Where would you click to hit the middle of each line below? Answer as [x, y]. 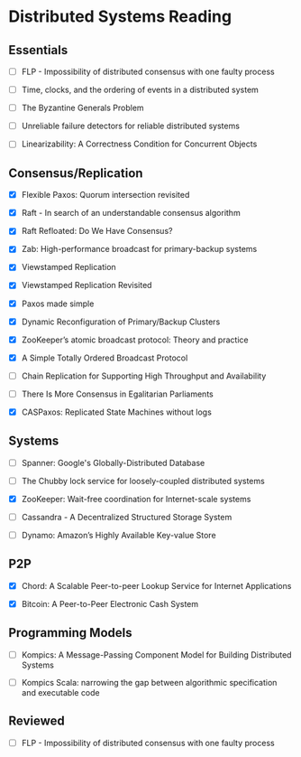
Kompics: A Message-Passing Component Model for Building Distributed [156, 654]
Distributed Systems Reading [120, 17]
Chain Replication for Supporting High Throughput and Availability [144, 376]
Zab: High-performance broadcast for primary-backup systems [139, 249]
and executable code [60, 692]
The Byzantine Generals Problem [83, 108]
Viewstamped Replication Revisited [87, 285]
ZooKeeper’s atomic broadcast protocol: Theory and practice [135, 340]
